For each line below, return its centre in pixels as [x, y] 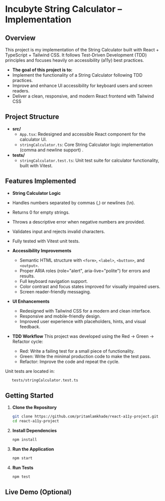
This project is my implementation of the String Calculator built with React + [82, 50]
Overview [21, 38]
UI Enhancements [31, 301]
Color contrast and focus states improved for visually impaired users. [90, 286]
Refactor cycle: [28, 341]
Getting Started [29, 395]
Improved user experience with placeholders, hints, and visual [83, 321]
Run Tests [23, 467]
